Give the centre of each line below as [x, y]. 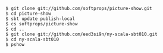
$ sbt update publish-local [40, 19]
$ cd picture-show [28, 14]
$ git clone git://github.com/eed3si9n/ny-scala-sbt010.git [82, 34]
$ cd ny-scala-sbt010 [32, 39]
